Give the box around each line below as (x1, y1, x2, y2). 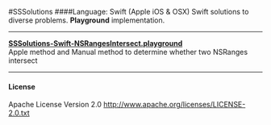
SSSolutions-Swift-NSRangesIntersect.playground (8, 39, 183, 48)
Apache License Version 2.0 (8, 100, 102, 110)
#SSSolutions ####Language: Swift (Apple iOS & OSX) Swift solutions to (8, 7, 249, 16)
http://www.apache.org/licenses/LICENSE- (103, 100, 246, 110)
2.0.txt (8, 108, 30, 118)
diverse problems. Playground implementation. (8, 15, 165, 25)
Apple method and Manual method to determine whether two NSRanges (8, 48, 248, 56)
